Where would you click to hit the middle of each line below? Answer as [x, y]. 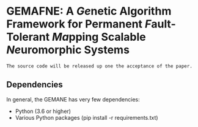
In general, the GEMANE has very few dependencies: [73, 99]
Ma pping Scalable [99, 37]
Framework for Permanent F [79, 24]
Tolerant [28, 37]
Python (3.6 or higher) [43, 111]
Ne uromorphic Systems [68, 50]
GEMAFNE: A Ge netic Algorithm [89, 11]
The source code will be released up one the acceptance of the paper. [99, 66]
